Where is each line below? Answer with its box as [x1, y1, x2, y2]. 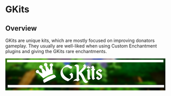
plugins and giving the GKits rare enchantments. [5, 49, 107, 54]
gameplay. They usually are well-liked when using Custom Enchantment [5, 43, 157, 49]
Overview [5, 24, 37, 33]
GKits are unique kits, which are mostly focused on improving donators [5, 37, 155, 43]
